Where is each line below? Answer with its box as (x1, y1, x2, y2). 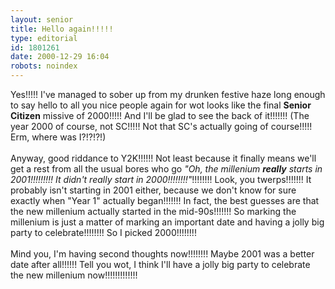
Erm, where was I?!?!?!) (10, 131, 107, 143)
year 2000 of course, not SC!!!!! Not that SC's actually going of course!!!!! (10, 121, 313, 132)
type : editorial (10, 33, 78, 43)
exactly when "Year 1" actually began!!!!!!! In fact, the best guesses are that (10, 195, 320, 206)
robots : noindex (10, 61, 78, 71)
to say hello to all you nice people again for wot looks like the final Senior (10, 99, 312, 111)
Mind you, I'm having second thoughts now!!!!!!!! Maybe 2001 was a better (10, 248, 315, 260)
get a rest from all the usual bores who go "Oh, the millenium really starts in (10, 163, 323, 175)
